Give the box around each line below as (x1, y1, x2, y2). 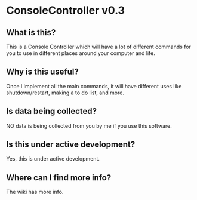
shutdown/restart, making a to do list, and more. (6, 89, 124, 96)
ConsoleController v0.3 (6, 4, 125, 17)
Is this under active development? (6, 140, 136, 150)
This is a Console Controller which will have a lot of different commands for (6, 43, 191, 50)
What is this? (6, 27, 56, 38)
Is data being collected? (6, 106, 97, 116)
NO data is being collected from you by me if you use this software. (6, 122, 172, 129)
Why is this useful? (6, 67, 79, 77)
